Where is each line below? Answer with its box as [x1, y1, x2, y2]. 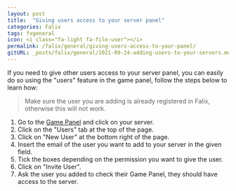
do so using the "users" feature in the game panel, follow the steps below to [7, 76, 228, 84]
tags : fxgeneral [7, 29, 55, 37]
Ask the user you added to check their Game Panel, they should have [17, 169, 218, 178]
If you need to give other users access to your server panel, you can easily [7, 68, 223, 77]
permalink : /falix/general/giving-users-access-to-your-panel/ [7, 43, 197, 50]
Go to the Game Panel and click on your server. [17, 118, 155, 126]
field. [17, 148, 33, 156]
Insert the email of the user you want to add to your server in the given [17, 140, 222, 148]
